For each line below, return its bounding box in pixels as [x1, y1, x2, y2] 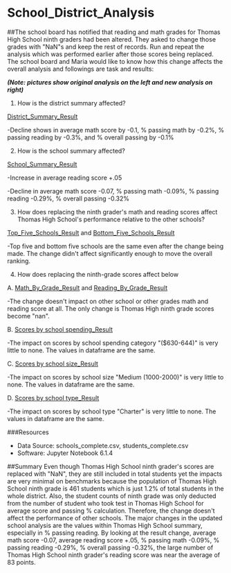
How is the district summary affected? [17, 99, 126, 107]
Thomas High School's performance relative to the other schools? [17, 215, 205, 223]
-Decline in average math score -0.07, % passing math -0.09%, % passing [7, 187, 219, 195]
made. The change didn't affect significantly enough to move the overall [7, 249, 213, 257]
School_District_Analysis [7, 5, 155, 21]
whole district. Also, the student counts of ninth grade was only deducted [7, 491, 216, 500]
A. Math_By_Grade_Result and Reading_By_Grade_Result [7, 283, 168, 292]
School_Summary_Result [7, 160, 77, 168]
